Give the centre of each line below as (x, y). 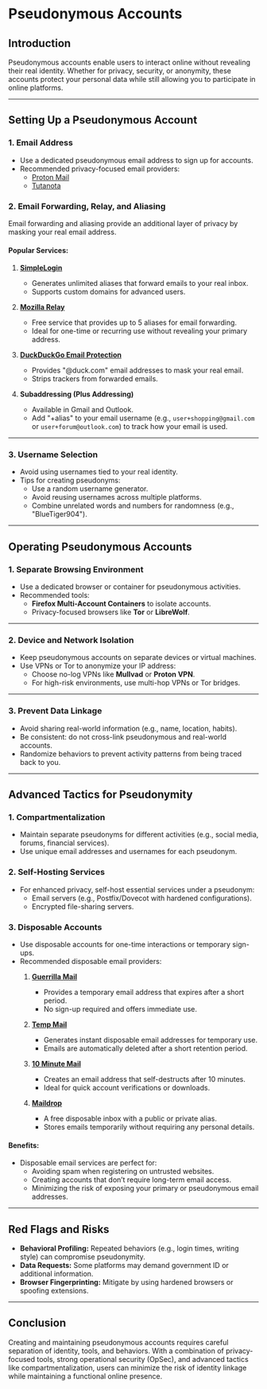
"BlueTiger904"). (59, 514)
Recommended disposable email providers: (91, 962)
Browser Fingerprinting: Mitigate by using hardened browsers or (126, 1282)
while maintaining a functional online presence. (85, 1376)
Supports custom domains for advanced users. (108, 292)
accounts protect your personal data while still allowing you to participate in (132, 79)
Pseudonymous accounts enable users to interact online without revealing (130, 62)
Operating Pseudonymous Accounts (100, 546)
